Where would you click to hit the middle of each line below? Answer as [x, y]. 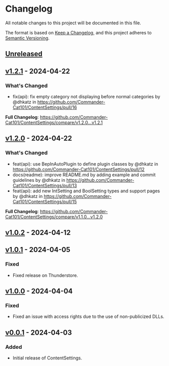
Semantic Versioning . [27, 38]
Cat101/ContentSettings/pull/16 [45, 107]
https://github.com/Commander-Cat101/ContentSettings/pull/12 [79, 169]
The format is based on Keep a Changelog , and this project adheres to [78, 32]
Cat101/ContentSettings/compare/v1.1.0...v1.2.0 [54, 217]
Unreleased [24, 54]
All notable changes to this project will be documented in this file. [73, 23]
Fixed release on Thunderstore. [45, 275]
